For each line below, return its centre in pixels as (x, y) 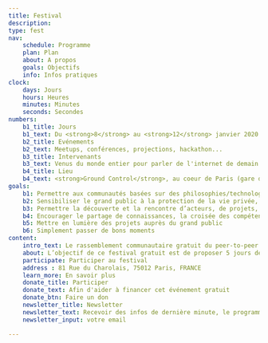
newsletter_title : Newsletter (73, 305)
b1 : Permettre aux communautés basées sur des (101, 193)
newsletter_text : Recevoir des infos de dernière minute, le (126, 312)
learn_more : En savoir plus (69, 275)
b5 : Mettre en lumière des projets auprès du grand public (123, 223)
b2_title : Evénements (58, 142)
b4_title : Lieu (48, 171)
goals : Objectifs (51, 68)
